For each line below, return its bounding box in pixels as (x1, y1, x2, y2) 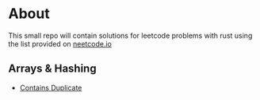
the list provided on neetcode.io (8, 39, 113, 48)
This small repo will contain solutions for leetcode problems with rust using (8, 31, 253, 40)
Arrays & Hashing (8, 62, 97, 76)
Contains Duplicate (19, 83, 82, 92)
